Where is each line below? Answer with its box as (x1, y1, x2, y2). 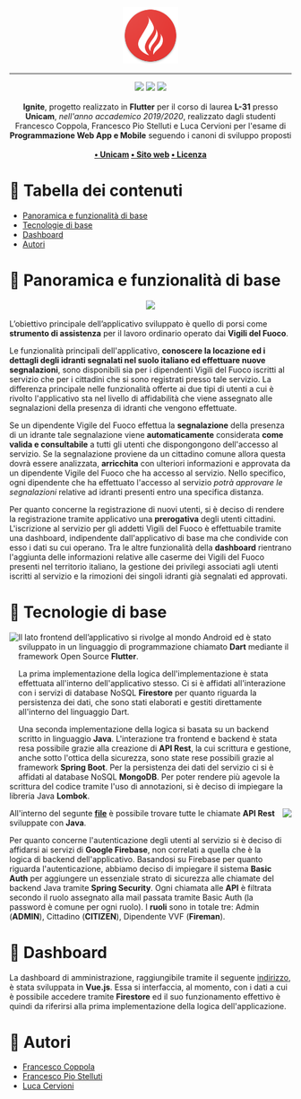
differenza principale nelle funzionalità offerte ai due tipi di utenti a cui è (9, 383, 275, 394)
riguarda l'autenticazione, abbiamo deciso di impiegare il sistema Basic (9, 863, 272, 874)
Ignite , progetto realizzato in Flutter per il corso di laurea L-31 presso (22, 101, 279, 112)
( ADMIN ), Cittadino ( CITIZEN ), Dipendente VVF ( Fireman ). (9, 911, 226, 921)
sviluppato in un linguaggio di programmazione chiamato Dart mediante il (18, 641, 289, 652)
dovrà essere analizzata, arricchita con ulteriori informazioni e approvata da (9, 458, 291, 468)
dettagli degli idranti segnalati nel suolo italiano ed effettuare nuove (9, 354, 266, 365)
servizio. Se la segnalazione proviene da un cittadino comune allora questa (9, 448, 287, 459)
